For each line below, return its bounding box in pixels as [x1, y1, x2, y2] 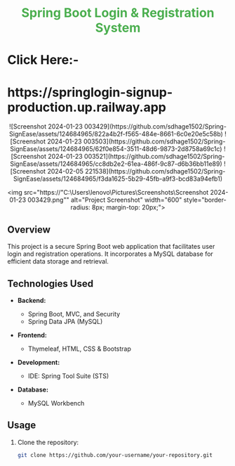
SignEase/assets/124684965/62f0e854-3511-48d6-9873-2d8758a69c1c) [10, 145, 222, 153]
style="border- [183, 195, 227, 205]
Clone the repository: [17, 438, 79, 446]
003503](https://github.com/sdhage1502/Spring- [83, 137, 226, 145]
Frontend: [17, 330, 47, 339]
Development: [17, 358, 60, 366]
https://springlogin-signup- [7, 84, 173, 100]
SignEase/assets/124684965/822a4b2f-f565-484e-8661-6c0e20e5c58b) [9, 130, 223, 138]
